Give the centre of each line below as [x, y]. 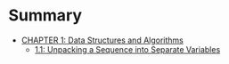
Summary [45, 16]
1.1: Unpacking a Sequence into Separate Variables [127, 49]
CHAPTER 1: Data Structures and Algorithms [102, 40]
